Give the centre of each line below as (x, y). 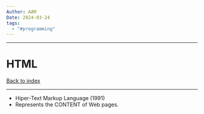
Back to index (23, 81)
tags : (13, 23)
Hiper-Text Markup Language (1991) (60, 98)
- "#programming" (34, 29)
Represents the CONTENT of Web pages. (67, 105)
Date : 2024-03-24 (28, 17)
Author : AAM (21, 12)
